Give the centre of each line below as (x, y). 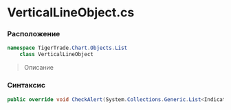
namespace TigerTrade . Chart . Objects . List (67, 48)
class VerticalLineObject (57, 55)
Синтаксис (26, 85)
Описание (38, 68)
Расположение (34, 34)
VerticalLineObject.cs (71, 13)
